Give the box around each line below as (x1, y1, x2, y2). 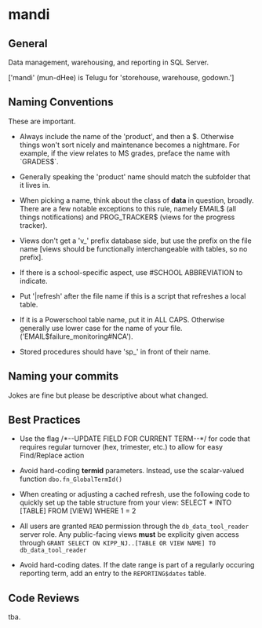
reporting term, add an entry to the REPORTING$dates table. (19, 568, 206, 578)
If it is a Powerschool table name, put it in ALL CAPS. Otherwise (19, 314, 225, 324)
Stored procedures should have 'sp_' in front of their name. (19, 347, 211, 356)
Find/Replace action (19, 450, 85, 461)
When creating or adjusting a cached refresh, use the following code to (19, 490, 250, 499)
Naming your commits (8, 369, 119, 383)
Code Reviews (8, 591, 80, 604)
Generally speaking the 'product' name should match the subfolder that (19, 171, 251, 182)
